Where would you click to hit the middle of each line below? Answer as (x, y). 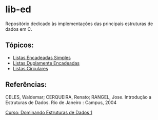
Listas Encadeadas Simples (42, 57)
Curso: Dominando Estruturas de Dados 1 (49, 112)
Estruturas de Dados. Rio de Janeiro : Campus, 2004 (61, 102)
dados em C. (19, 29)
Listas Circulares (31, 68)
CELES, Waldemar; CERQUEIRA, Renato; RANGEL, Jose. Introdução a (78, 97)
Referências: (26, 85)
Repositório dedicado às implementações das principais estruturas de (79, 24)
